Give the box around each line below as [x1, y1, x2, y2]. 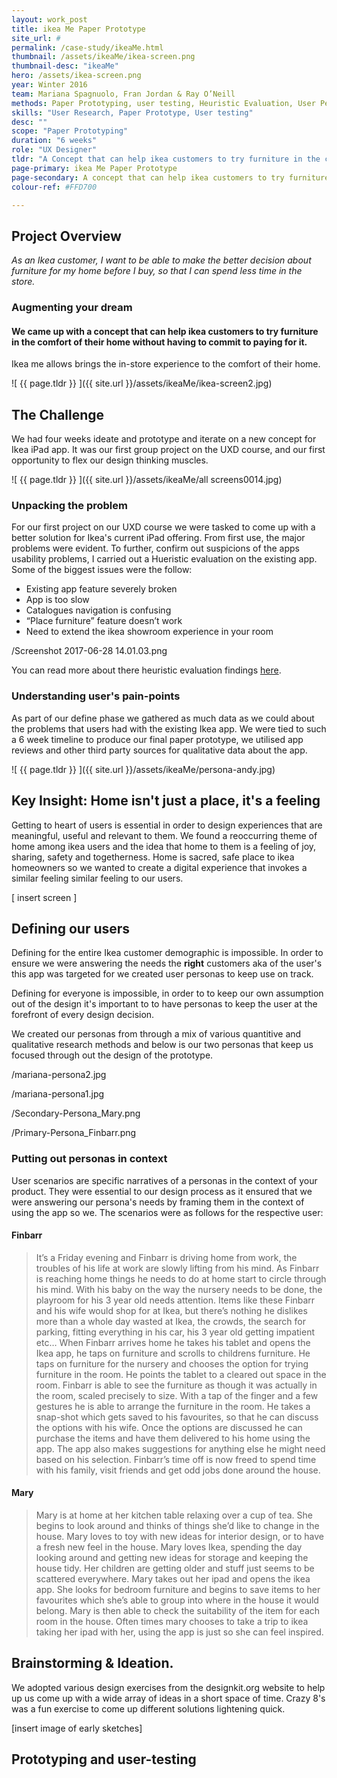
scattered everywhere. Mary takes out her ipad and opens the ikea [35, 1573, 311, 1585]
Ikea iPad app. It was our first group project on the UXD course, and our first [11, 444, 326, 456]
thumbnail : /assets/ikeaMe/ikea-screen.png [11, 52, 196, 62]
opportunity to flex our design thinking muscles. [11, 454, 209, 466]
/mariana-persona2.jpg [11, 1069, 107, 1081]
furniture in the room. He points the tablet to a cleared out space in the [35, 1368, 327, 1380]
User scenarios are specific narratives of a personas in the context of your [11, 1174, 318, 1186]
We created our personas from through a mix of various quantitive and [11, 1028, 302, 1040]
